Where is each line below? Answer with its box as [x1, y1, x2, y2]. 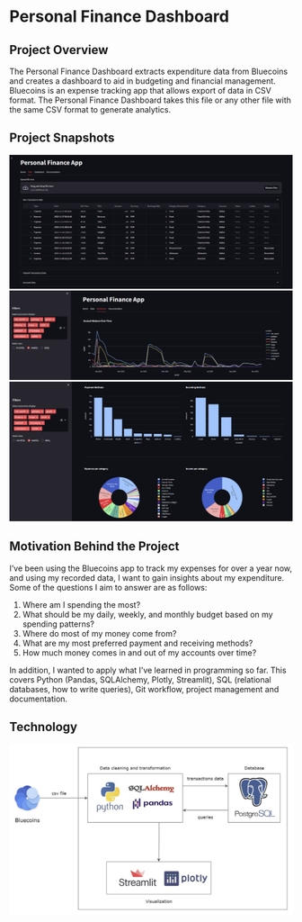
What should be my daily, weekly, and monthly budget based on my [22, 609, 273, 619]
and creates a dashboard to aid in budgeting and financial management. [9, 76, 276, 86]
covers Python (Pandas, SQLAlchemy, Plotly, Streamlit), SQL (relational [9, 673, 271, 685]
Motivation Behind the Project [9, 538, 180, 555]
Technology [9, 719, 78, 735]
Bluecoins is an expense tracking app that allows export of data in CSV [9, 86, 271, 95]
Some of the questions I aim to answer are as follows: [9, 582, 208, 592]
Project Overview [9, 42, 109, 58]
